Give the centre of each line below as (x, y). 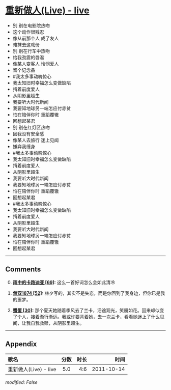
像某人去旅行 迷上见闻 (36, 140)
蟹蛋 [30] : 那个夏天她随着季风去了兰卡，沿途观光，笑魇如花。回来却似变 (88, 310)
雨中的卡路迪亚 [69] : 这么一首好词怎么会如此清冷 (64, 282)
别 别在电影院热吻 (31, 25)
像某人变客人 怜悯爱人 (36, 64)
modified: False (22, 382)
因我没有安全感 (28, 133)
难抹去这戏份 (26, 44)
